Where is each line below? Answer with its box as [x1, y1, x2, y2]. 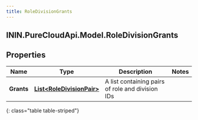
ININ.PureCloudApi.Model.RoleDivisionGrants [6, 30, 179, 40]
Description [118, 67, 153, 76]
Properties [6, 50, 46, 60]
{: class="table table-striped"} [6, 107, 80, 114]
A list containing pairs [105, 77, 165, 85]
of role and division [105, 84, 158, 92]
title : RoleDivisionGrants [6, 8, 72, 15]
